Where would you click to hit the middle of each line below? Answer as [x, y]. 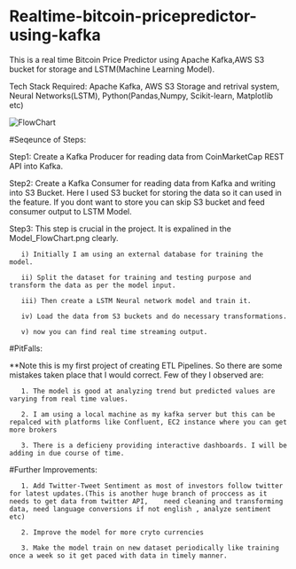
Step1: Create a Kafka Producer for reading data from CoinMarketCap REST [147, 156]
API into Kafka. [36, 166]
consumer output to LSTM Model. [71, 211]
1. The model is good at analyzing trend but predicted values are [148, 391]
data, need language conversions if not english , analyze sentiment [140, 509]
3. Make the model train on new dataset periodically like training [150, 548]
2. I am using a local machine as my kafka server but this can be [148, 414]
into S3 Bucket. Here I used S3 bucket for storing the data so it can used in [145, 192]
